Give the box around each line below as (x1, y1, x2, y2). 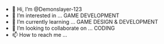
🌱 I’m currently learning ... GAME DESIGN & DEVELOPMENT (11, 18, 159, 25)
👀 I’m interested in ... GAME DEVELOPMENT (11, 12, 120, 19)
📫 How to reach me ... (11, 32, 67, 38)
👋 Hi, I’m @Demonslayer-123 (11, 6, 82, 12)
